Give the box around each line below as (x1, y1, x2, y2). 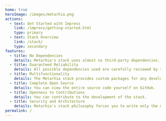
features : (5, 48, 26, 53)
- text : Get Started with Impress (9, 21, 81, 26)
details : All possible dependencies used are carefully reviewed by (14, 67, 158, 72)
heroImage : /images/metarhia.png (5, 12, 74, 17)
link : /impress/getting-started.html (14, 26, 92, 31)
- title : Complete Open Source (9, 81, 74, 85)
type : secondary (14, 44, 48, 49)
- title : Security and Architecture (9, 99, 85, 104)
